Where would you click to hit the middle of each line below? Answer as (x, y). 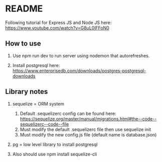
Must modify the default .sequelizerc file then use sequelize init (86, 129)
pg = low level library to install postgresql (55, 144)
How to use (23, 44)
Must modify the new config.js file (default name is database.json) (88, 134)
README (24, 9)
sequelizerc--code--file (44, 124)
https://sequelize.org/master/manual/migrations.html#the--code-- (88, 118)
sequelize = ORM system (38, 103)
